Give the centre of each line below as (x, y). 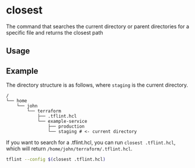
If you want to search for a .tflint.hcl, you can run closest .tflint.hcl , (91, 143)
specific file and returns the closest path (55, 32)
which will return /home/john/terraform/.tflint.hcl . (69, 149)
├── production (66, 126)
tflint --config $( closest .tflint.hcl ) (56, 160)
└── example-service (62, 121)
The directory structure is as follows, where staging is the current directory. (97, 85)
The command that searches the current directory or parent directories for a (98, 26)
